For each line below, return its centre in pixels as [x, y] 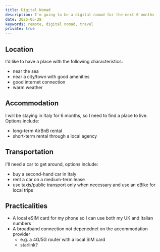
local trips [23, 190]
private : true [20, 29]
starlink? [29, 245]
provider [21, 234]
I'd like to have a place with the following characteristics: [64, 61]
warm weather [28, 87]
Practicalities [26, 206]
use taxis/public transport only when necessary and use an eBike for [84, 185]
